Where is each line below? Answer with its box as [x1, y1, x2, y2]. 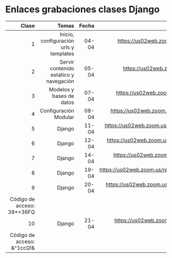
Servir [59, 58, 74, 65]
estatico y [50, 71, 74, 78]
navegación [46, 77, 74, 85]
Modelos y [49, 86, 74, 93]
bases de [52, 92, 74, 100]
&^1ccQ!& [11, 244, 35, 251]
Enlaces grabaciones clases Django [5, 4, 160, 15]
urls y [60, 44, 74, 51]
